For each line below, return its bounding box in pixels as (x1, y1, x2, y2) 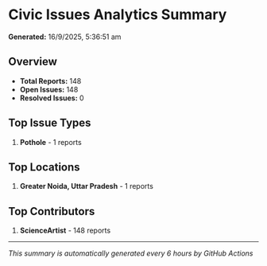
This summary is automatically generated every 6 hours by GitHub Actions (8, 248, 253, 258)
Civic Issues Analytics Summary (8, 6, 227, 24)
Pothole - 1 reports (19, 137, 82, 147)
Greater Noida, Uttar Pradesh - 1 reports (19, 182, 153, 191)
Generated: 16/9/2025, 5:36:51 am (8, 32, 122, 41)
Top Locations (8, 160, 81, 174)
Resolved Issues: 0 (19, 93, 85, 103)
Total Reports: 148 (19, 76, 82, 85)
